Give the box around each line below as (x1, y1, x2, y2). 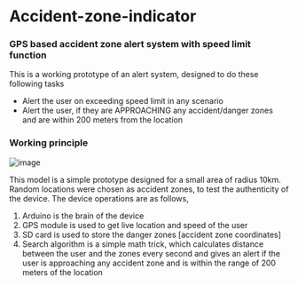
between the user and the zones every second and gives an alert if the (21, 248, 281, 258)
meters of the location (21, 266, 104, 277)
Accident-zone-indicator (9, 6, 197, 27)
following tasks (9, 78, 65, 90)
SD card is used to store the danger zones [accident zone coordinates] (21, 229, 282, 240)
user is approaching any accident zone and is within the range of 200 (21, 257, 277, 268)
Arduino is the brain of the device (21, 210, 145, 221)
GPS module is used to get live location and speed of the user (21, 219, 248, 230)
